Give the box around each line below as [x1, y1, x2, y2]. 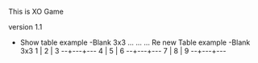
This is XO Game [8, 7, 64, 16]
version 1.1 [8, 22, 43, 31]
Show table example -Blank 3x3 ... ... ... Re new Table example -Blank [19, 37, 251, 47]
